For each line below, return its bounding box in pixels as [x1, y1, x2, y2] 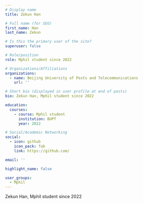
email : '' [5, 157, 26, 162]
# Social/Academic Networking [5, 130, 68, 135]
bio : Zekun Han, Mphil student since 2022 [5, 94, 94, 99]
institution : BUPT [18, 116, 56, 122]
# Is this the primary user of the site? [5, 39, 92, 44]
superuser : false [5, 44, 41, 49]
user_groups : [5, 175, 32, 180]
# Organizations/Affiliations [5, 66, 68, 71]
